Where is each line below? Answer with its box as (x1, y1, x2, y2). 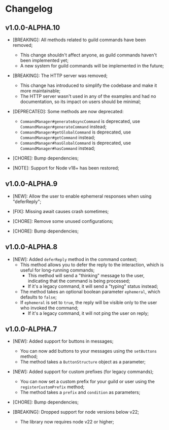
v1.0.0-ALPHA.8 (5, 243, 57, 251)
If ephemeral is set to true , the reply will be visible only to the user (20, 299, 157, 305)
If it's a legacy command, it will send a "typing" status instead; (27, 283, 158, 289)
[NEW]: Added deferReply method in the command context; (12, 256, 138, 262)
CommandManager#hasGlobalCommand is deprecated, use (20, 140, 131, 146)
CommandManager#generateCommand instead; (20, 124, 107, 129)
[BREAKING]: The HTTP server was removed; (12, 73, 108, 79)
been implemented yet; (20, 57, 69, 63)
